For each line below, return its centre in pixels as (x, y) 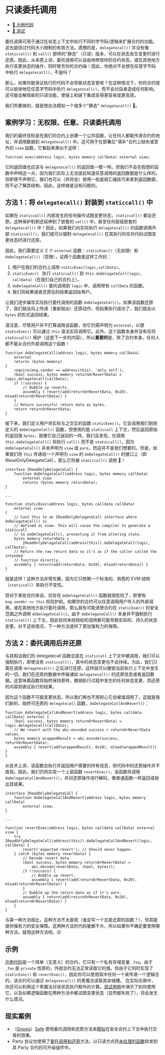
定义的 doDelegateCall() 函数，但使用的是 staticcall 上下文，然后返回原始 (81, 429)
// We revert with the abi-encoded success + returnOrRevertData (82, 730)
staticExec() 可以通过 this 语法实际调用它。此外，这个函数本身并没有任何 (81, 331)
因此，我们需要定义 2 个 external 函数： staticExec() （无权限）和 (72, 250)
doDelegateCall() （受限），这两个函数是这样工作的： (58, 257)
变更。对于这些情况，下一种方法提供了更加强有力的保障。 (63, 626)
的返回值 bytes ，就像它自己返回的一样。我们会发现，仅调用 (65, 435)
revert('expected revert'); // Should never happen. (78, 850)
